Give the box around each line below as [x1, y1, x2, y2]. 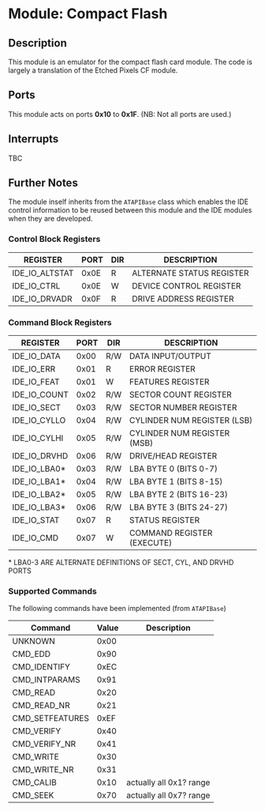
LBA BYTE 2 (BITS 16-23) [129, 489, 229, 500]
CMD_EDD [12, 649, 51, 660]
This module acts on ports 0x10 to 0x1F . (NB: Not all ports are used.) [8, 109, 232, 119]
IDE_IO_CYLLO [12, 415, 66, 426]
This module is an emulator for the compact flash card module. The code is [8, 57, 252, 66]
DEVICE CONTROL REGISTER [131, 280, 241, 291]
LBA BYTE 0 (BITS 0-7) [129, 463, 218, 474]
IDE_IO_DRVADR [12, 293, 73, 304]
